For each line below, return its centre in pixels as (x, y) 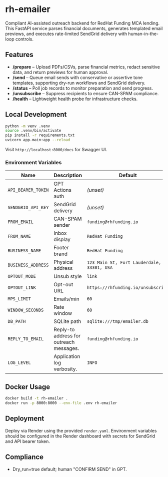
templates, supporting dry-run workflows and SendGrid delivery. (79, 83)
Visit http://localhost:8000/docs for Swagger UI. (56, 150)
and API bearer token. (27, 441)
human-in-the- (143, 34)
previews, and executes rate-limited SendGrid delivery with (66, 34)
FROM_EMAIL (20, 222)
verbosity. (65, 369)
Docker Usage (28, 387)
